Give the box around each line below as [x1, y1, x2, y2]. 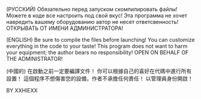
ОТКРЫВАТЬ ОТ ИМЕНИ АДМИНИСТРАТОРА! [6, 24, 124, 32]
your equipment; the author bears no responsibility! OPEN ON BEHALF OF [6, 49, 189, 56]
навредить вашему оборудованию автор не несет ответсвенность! [6, 18, 179, 25]
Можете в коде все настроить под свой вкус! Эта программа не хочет [6, 12, 188, 19]
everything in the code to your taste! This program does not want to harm [6, 42, 188, 49]
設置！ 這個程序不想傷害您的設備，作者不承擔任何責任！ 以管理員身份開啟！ [6, 75, 193, 82]
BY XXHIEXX [6, 87, 38, 94]
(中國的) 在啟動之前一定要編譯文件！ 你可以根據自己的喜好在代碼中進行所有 [6, 67, 192, 75]
